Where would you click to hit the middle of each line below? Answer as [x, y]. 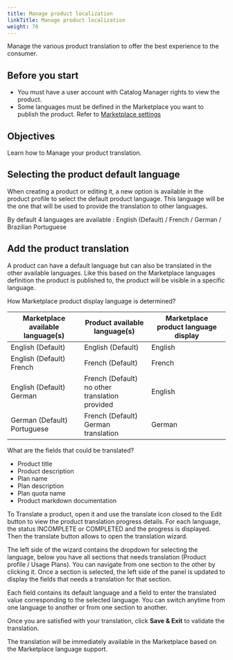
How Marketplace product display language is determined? [92, 301]
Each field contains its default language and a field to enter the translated [112, 592]
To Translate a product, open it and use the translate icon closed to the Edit [114, 514]
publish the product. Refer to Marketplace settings [89, 115]
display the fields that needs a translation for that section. [89, 579]
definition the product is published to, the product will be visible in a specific [116, 280]
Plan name [32, 478]
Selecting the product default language [94, 175]
